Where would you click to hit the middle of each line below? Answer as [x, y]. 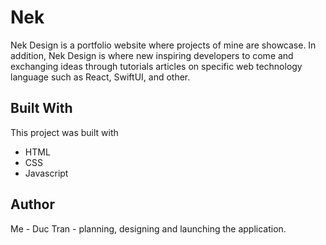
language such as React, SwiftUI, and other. [100, 77]
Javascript [46, 173]
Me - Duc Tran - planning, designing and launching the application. [148, 228]
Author [32, 204]
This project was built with [64, 132]
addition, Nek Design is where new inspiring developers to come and [152, 55]
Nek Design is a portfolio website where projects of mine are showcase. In [163, 45]
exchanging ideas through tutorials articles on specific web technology [156, 66]
